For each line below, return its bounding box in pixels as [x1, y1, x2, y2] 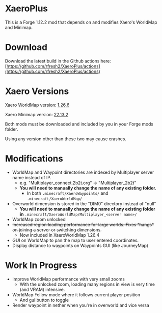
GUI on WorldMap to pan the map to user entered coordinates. [12, 237, 139, 243]
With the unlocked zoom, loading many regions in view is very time [19, 281, 155, 287]
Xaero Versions [5, 86, 69, 97]
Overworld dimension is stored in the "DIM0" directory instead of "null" [12, 200, 156, 207]
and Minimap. [5, 24, 33, 30]
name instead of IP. [12, 174, 52, 180]
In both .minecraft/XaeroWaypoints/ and [27, 190, 108, 196]
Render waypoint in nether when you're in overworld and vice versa [12, 302, 150, 308]
